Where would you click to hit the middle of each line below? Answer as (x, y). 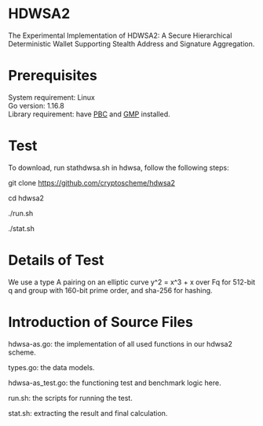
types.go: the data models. (51, 367)
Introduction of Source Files (101, 322)
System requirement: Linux (52, 97)
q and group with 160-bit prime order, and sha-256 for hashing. (111, 290)
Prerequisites (53, 76)
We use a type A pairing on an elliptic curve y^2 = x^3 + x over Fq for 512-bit (132, 282)
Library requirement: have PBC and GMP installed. (89, 114)
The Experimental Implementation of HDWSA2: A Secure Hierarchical (120, 35)
